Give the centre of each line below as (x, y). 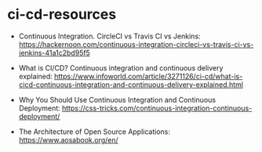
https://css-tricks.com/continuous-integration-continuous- (157, 108)
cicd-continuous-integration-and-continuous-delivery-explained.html (131, 85)
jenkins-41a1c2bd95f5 (55, 52)
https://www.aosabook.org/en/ (68, 139)
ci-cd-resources (62, 14)
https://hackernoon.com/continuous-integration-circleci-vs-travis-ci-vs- (136, 44)
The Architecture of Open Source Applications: (94, 132)
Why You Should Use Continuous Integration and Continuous (117, 100)
